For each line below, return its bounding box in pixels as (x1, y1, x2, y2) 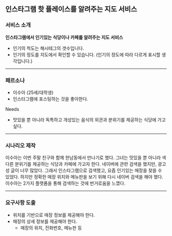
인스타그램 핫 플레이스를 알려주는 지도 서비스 (5, 5, 137, 14)
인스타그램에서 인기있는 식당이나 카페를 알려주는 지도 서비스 (5, 34, 123, 40)
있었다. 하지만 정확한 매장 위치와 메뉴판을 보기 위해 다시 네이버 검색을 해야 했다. (5, 174, 164, 180)
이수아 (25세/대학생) (12, 89, 54, 95)
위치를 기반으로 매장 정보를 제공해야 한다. (12, 212, 95, 218)
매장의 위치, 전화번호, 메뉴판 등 (20, 225, 82, 231)
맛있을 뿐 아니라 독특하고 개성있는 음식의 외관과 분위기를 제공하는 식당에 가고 (12, 116, 166, 123)
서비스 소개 (5, 22, 31, 29)
